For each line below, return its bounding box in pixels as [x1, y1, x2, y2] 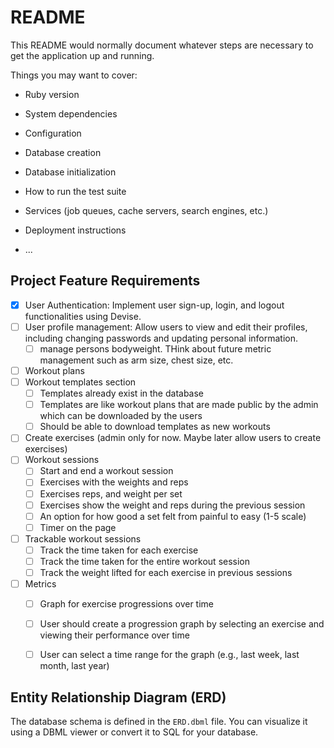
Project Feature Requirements [10, 272, 201, 290]
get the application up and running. [10, 49, 155, 61]
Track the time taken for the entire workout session [39, 555, 251, 567]
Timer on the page [39, 521, 117, 533]
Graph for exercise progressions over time [39, 598, 215, 610]
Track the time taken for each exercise [39, 544, 199, 556]
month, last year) [39, 660, 110, 672]
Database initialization [24, 166, 117, 178]
